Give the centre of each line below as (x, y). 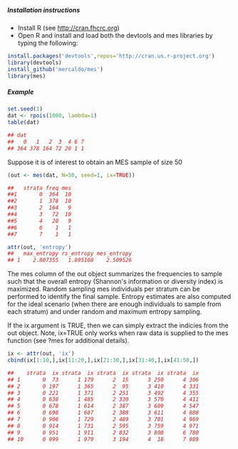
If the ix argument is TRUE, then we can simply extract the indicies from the (118, 326)
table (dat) (24, 122)
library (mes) (27, 76)
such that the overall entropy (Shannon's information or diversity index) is (115, 282)
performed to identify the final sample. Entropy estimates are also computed (119, 297)
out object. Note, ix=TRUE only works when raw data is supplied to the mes (118, 333)
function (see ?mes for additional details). (68, 341)
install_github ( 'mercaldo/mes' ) (55, 69)
